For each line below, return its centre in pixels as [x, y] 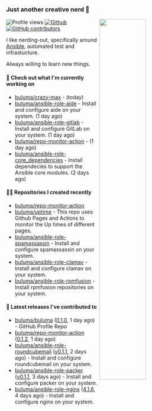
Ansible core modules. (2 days [52, 172]
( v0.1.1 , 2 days [70, 351]
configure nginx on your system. [54, 402]
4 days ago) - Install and [44, 395]
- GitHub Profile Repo [41, 326]
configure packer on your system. [56, 383]
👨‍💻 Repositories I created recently [49, 192]
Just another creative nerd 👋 [48, 9]
